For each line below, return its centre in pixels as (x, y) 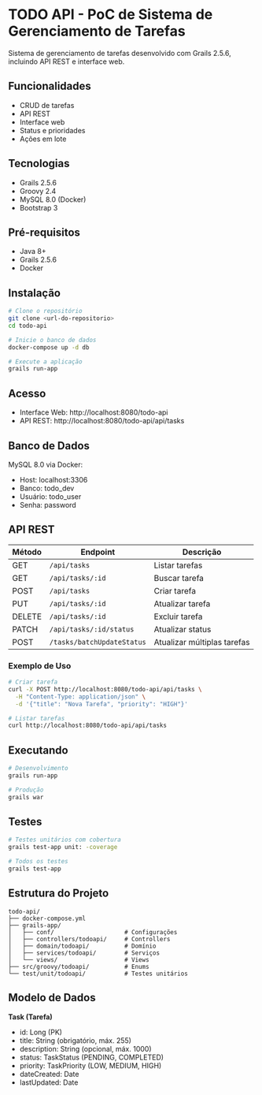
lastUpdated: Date (49, 1082)
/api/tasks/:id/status (92, 629)
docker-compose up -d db (49, 347)
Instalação (35, 293)
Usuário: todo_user (50, 496)
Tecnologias (39, 164)
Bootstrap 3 (39, 207)
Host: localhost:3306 (54, 479)
